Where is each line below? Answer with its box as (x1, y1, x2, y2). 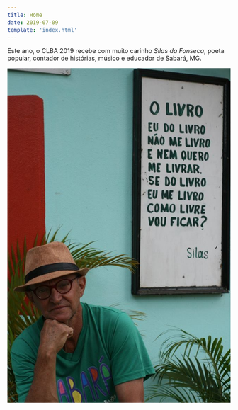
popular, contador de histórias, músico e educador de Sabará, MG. (7, 54, 202, 63)
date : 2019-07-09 (7, 18, 59, 26)
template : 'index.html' (7, 26, 78, 33)
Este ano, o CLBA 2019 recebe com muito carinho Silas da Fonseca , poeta (7, 47, 225, 55)
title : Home (7, 11, 42, 18)
